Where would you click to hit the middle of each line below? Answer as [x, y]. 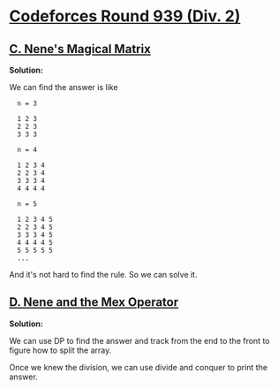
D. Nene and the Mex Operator [94, 302]
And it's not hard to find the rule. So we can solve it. [103, 275]
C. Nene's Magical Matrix [80, 49]
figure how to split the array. [60, 350]
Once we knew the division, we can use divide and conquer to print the [138, 367]
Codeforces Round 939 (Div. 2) [125, 16]
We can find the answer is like [64, 87]
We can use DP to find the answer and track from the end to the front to [139, 340]
